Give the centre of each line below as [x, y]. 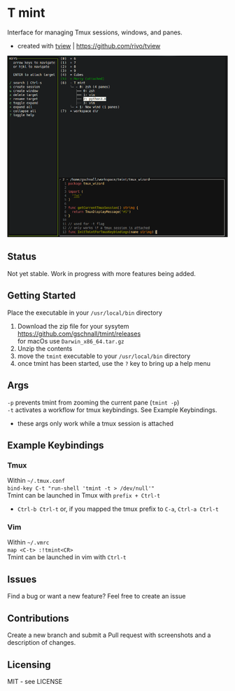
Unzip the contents [45, 348]
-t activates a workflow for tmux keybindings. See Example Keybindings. [112, 410]
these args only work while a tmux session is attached [95, 423]
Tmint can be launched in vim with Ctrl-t [67, 557]
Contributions [38, 618]
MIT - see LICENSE [35, 681]
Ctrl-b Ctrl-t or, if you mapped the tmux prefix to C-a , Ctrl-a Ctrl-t [118, 509]
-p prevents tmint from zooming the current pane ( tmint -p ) [93, 402]
